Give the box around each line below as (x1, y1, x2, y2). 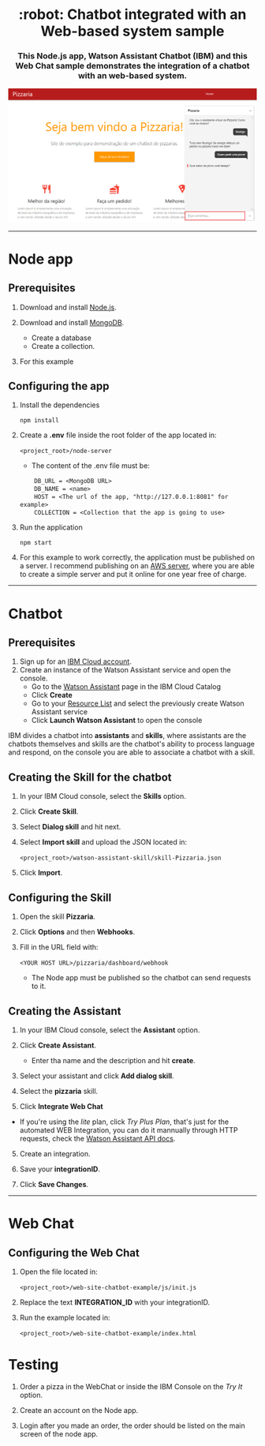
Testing (8, 1356, 59, 1374)
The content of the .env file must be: (31, 461, 150, 470)
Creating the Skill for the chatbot (8, 770, 172, 784)
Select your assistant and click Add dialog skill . (19, 1071, 175, 1081)
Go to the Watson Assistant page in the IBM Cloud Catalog (31, 682, 222, 691)
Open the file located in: (19, 1267, 99, 1276)
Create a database (31, 333, 92, 343)
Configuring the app (8, 380, 110, 393)
